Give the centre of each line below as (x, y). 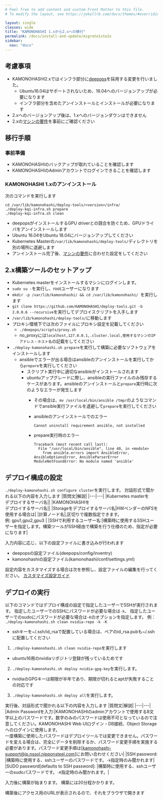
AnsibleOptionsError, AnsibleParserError (76, 457)
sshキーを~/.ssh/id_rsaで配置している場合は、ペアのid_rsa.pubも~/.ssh (83, 631)
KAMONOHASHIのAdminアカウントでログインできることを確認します (81, 171)
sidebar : (14, 41)
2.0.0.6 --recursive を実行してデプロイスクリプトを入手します (75, 312)
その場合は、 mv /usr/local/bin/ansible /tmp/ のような (89, 400)
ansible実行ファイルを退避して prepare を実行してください (99, 406)
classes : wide (19, 27)
